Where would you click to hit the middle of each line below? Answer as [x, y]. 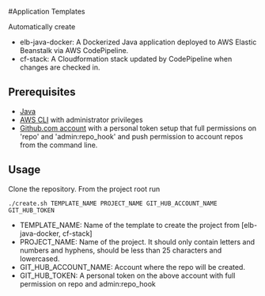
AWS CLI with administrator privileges [81, 120]
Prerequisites [42, 92]
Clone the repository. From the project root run [84, 188]
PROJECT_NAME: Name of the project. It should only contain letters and [137, 241]
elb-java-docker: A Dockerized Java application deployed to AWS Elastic [138, 42]
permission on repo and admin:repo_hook [87, 283]
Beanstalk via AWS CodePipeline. [74, 50]
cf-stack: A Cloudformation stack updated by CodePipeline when [126, 59]
